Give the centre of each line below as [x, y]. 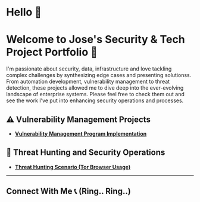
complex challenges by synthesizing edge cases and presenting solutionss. [99, 75]
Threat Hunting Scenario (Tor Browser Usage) [73, 167]
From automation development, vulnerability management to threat [88, 82]
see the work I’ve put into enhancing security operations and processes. [95, 100]
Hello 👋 [24, 12]
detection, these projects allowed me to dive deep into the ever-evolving [95, 88]
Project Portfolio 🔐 [52, 52]
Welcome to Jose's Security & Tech [96, 40]
